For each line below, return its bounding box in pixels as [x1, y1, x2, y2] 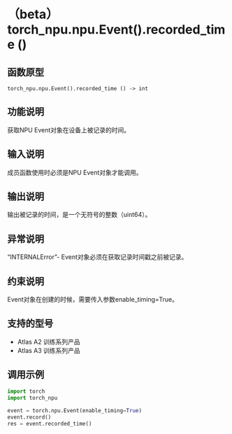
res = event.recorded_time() [7, 421, 92, 428]
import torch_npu [7, 394, 58, 401]
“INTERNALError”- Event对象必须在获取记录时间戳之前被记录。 [7, 253, 188, 261]
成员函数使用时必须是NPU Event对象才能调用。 [7, 168, 143, 176]
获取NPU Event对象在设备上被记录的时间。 [7, 125, 131, 134]
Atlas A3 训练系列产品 [17, 346, 80, 354]
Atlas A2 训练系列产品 [17, 337, 80, 346]
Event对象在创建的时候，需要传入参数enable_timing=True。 [7, 295, 178, 304]
